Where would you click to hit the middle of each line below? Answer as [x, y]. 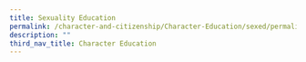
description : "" [40, 35]
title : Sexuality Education [63, 18]
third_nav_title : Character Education [83, 43]
